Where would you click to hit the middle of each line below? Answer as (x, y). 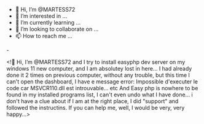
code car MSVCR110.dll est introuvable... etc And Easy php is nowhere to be (102, 88)
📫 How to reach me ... (44, 36)
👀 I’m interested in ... (41, 16)
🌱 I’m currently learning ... (48, 22)
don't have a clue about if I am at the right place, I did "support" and (92, 101)
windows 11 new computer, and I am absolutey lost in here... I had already (99, 68)
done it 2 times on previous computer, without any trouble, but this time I (98, 75)
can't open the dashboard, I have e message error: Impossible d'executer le (102, 82)
